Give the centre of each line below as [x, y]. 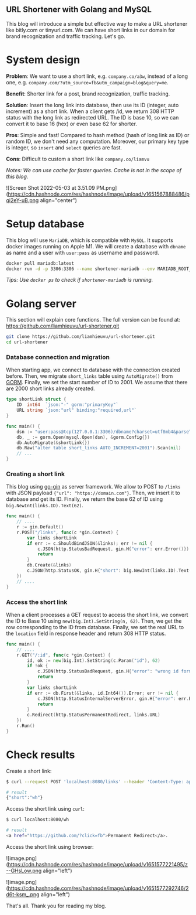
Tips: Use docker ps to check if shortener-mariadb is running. [80, 280]
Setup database [45, 223]
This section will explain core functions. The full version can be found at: [93, 320]
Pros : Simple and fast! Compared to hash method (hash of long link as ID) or [98, 135]
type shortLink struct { [36, 400]
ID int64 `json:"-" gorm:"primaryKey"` [67, 405]
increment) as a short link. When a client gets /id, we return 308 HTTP [90, 111]
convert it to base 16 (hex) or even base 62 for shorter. [71, 124]
